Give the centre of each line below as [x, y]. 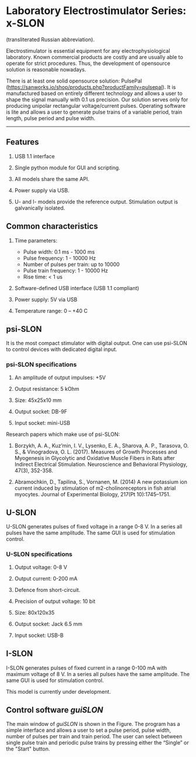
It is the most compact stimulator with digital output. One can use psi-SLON [97, 343]
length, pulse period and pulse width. [51, 118]
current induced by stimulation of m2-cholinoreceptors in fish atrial [95, 488]
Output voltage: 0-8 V [41, 567]
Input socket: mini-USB [42, 422]
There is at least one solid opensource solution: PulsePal [74, 81]
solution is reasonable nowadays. [46, 69]
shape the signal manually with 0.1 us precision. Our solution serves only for [97, 99]
